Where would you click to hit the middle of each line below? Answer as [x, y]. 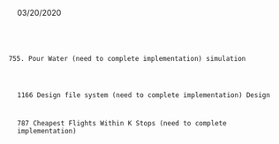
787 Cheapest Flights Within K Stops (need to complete [122, 124]
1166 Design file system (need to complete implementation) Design [144, 95]
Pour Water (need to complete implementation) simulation [137, 58]
